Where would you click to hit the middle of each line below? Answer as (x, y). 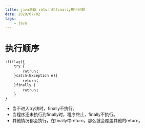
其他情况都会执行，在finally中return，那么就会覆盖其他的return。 (77, 121)
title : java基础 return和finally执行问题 (45, 9)
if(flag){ (15, 62)
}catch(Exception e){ (36, 76)
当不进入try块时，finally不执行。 (44, 109)
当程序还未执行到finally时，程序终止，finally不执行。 (65, 114)
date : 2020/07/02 (23, 14)
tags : (10, 18)
